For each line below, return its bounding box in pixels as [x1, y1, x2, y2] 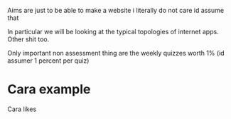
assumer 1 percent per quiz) [7, 56, 90, 65]
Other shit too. [7, 35, 50, 43]
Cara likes [7, 105, 37, 113]
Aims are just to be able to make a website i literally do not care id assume [7, 6, 225, 14]
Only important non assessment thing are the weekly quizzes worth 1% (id [7, 49, 225, 57]
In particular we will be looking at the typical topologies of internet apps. [7, 28, 219, 36]
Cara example [7, 81, 91, 98]
